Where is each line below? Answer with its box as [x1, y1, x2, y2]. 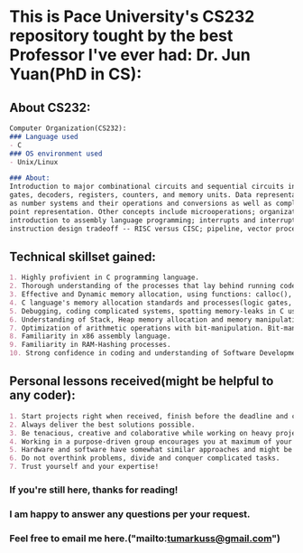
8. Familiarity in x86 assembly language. [9, 332, 171, 341]
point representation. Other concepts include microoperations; [9, 207, 256, 216]
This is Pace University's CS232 [9, 6, 255, 27]
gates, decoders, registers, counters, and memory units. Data [9, 191, 252, 200]
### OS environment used [9, 149, 103, 158]
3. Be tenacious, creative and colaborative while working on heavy [9, 428, 272, 437]
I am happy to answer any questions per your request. [9, 508, 251, 520]
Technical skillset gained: [9, 248, 156, 264]
